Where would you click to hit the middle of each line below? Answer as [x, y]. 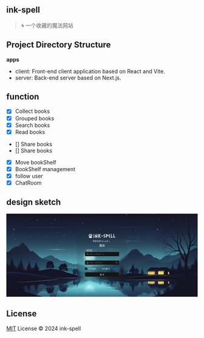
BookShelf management [45, 169]
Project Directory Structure [59, 45]
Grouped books [35, 118]
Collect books [32, 111]
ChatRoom [28, 183]
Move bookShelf [36, 162]
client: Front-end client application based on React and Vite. [90, 71]
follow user [29, 176]
